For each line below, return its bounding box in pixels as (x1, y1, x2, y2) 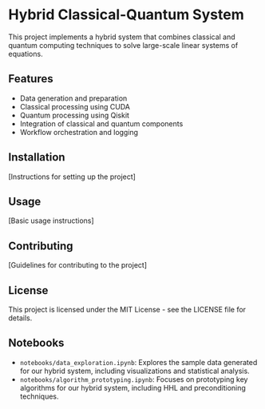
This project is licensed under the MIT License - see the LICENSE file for (8, 305, 246, 314)
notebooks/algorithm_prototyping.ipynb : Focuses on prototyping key (19, 374, 248, 384)
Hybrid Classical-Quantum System (8, 6, 245, 24)
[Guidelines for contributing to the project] (8, 260, 148, 270)
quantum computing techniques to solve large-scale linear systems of (8, 40, 239, 50)
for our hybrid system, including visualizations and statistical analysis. (19, 366, 250, 375)
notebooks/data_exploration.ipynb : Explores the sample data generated (19, 357, 258, 367)
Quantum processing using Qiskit (19, 110, 130, 120)
